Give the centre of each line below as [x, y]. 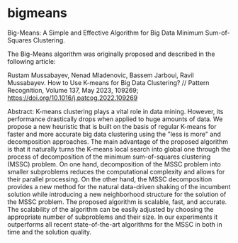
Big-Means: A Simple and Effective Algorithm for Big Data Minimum [106, 33]
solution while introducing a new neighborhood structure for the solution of [117, 194]
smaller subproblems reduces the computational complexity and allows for [116, 171]
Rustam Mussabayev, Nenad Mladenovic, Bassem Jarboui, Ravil [101, 75]
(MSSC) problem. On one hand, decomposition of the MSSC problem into [114, 164]
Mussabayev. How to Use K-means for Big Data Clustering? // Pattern [108, 82]
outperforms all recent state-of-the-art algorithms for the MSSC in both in [115, 224]
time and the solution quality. [50, 232]
